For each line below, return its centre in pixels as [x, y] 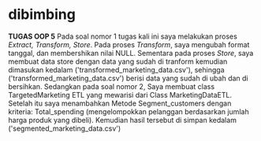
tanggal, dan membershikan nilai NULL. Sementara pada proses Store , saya [131, 53]
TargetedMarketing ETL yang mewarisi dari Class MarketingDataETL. [120, 95]
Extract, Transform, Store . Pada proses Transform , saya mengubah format [129, 44]
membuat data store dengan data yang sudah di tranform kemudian [118, 61]
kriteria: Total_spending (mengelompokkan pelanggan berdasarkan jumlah [129, 111]
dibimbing [42, 15]
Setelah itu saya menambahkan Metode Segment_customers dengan [120, 103]
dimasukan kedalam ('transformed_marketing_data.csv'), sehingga [116, 69]
